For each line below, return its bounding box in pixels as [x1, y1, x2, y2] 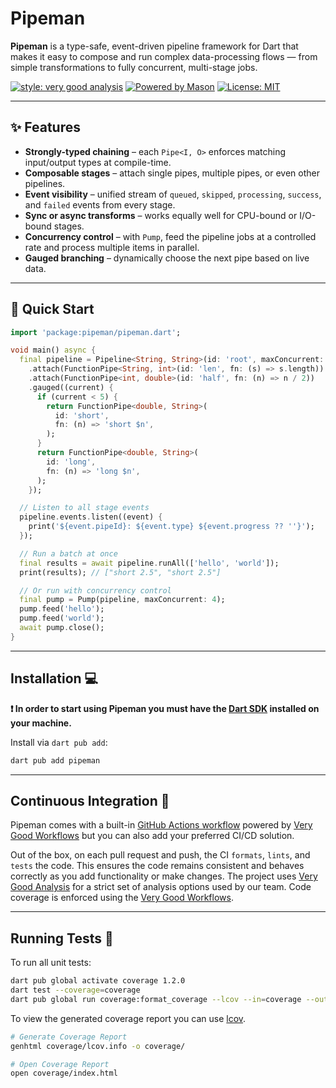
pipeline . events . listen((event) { [19, 512, 163, 522]
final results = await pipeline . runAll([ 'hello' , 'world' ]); [19, 558, 280, 568]
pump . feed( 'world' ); [19, 613, 105, 624]
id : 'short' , [54, 410, 110, 421]
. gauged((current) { [28, 382, 114, 392]
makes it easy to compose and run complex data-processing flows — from [10, 50, 318, 62]
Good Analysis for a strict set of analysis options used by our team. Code [10, 881, 312, 893]
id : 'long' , [46, 457, 97, 467]
